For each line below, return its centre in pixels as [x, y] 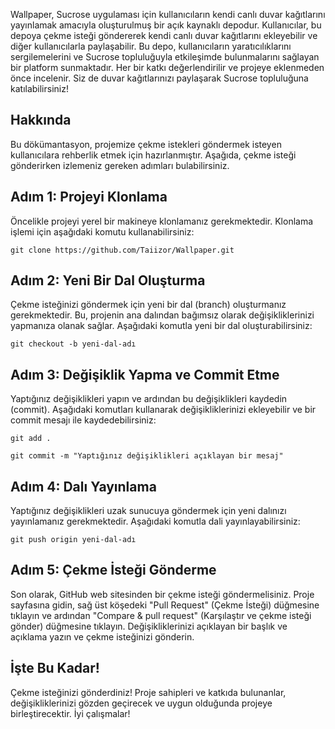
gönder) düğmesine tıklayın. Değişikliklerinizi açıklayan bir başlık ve [149, 626]
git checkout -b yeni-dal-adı [73, 344]
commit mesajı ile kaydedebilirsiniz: [83, 420]
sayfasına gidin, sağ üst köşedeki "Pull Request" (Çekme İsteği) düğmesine [165, 605]
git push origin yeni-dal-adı [73, 540]
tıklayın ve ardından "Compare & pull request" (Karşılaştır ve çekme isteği [161, 615]
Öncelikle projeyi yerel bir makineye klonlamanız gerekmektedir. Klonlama [162, 221]
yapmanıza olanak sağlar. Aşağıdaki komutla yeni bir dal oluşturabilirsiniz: [161, 326]
